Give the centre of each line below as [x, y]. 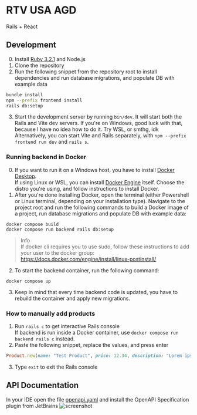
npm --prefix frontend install [44, 100]
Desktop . [26, 176]
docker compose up [28, 281]
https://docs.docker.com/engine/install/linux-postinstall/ [88, 259]
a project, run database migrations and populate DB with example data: [100, 213]
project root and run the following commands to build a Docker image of [101, 207]
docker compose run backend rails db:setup [60, 230]
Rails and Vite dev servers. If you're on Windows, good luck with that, [98, 123]
